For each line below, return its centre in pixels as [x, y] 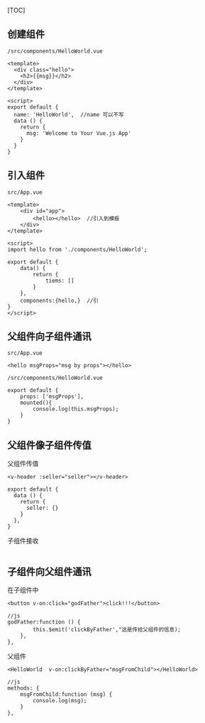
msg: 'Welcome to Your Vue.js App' [79, 133]
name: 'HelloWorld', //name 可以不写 [69, 114]
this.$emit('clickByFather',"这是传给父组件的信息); [107, 630]
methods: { [23, 688]
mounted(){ [36, 403]
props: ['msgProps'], [52, 397]
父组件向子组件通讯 [49, 337]
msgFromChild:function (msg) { [66, 695]
